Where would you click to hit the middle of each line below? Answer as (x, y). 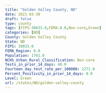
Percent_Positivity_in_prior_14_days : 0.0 (49, 74)
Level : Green (18, 78)
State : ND (15, 42)
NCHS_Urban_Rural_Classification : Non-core (50, 60)
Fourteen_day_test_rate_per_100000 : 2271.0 (50, 69)
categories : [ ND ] (23, 32)
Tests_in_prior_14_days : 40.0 (36, 64)
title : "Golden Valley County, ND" (41, 10)
